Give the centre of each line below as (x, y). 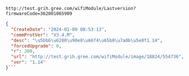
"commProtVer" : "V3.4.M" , (43, 35)
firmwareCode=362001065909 (39, 14)
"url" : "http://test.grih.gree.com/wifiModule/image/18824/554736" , (97, 57)
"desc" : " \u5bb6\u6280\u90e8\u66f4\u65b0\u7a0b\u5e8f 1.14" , (87, 40)
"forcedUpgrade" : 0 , (36, 46)
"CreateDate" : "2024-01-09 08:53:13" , (59, 29)
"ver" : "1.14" (28, 62)
